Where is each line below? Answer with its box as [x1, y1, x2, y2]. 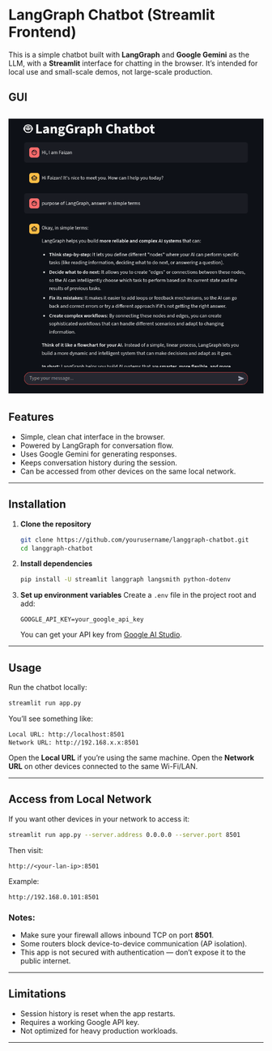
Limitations [8, 987, 66, 1001]
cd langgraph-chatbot [19, 544, 93, 552]
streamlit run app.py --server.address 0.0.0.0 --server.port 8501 [8, 830, 241, 839]
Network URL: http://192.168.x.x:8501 [8, 738, 139, 747]
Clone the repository [19, 519, 91, 529]
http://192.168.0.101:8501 [8, 893, 100, 901]
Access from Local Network [8, 792, 152, 806]
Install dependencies [19, 559, 93, 568]
